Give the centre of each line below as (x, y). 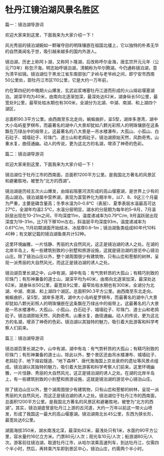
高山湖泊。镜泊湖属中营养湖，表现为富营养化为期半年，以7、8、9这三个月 (80, 197)
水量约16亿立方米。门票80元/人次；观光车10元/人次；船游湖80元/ (83, 436)
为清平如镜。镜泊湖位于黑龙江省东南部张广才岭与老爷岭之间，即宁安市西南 (80, 74)
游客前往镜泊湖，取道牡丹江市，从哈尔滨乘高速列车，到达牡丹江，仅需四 (86, 442)
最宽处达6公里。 (21, 420)
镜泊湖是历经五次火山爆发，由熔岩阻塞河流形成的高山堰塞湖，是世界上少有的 (82, 191)
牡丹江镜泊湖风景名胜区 (52, 10)
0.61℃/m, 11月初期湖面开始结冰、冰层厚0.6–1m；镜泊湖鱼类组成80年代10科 (81, 228)
